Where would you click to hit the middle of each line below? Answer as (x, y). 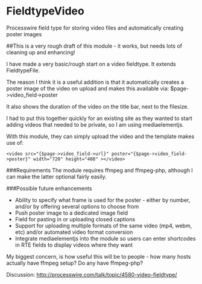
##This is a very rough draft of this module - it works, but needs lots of (94, 46)
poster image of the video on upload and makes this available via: (88, 88)
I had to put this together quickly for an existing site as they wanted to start (99, 118)
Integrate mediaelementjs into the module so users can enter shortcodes (105, 238)
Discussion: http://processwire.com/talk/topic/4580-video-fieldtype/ (92, 274)
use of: (15, 142)
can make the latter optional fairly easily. (56, 177)
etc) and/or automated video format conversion (74, 232)
